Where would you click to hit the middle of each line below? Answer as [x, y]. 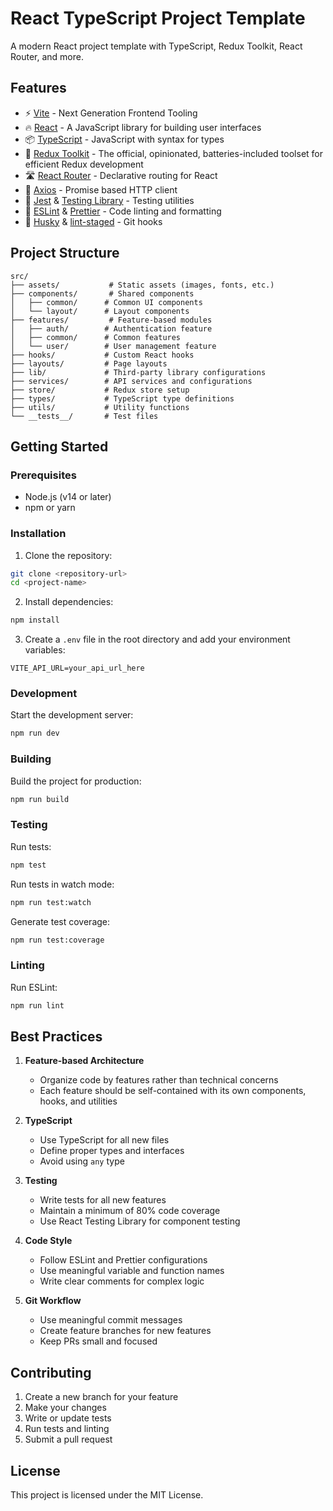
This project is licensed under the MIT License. [107, 1495]
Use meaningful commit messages [111, 1320]
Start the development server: [72, 715]
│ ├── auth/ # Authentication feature [111, 328]
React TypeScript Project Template [158, 18]
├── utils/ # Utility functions [100, 407]
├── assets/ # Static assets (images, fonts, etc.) [142, 285]
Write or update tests [68, 1418]
